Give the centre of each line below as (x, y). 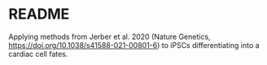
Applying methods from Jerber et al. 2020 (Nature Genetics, (109, 37)
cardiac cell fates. (38, 54)
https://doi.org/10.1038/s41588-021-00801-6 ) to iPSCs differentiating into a (134, 45)
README (39, 14)
